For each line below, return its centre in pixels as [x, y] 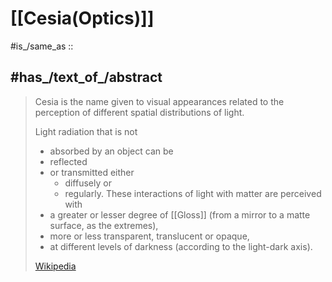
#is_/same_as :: [42, 46]
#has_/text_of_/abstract [86, 77]
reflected [68, 161]
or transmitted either [92, 172]
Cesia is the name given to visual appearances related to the [159, 101]
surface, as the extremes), [104, 225]
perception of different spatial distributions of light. [139, 112]
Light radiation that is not [86, 131]
